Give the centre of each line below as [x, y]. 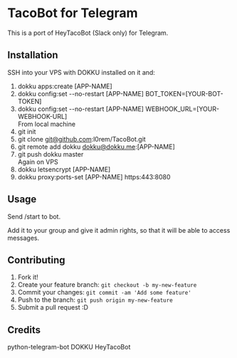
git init [27, 131]
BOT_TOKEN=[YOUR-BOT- [184, 93]
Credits [24, 330]
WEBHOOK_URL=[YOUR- [182, 109]
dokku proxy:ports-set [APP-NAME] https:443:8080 [94, 177]
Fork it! [28, 277]
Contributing [36, 260]
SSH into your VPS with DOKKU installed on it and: [81, 72]
